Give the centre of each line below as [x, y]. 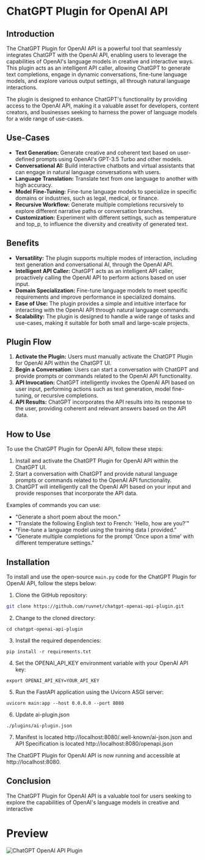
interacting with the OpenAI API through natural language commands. [103, 310]
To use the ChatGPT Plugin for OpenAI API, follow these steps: [85, 449]
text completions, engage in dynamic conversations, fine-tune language [97, 74]
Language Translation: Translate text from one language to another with [106, 178]
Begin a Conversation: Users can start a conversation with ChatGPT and [107, 370]
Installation [28, 562]
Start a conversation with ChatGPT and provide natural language [96, 474]
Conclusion [29, 781]
